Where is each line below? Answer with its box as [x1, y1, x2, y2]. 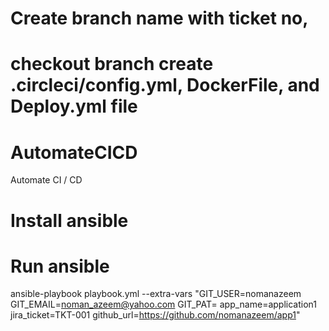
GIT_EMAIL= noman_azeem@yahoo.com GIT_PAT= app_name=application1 [10, 298, 317, 311]
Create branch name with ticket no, [10, 7, 309, 30]
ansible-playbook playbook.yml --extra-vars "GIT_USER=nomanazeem [10, 288, 302, 300]
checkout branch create [10, 53, 214, 76]
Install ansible [10, 209, 129, 232]
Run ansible [10, 255, 110, 277]
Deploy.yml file [10, 95, 138, 118]
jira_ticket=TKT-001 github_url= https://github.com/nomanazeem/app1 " [10, 309, 301, 321]
